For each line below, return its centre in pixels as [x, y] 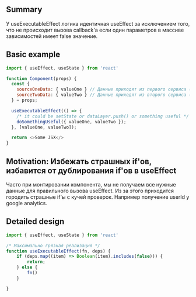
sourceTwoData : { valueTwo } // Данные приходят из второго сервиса [101, 95]
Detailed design [35, 222]
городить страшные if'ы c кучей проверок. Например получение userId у [98, 197]
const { [21, 84]
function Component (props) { [41, 78]
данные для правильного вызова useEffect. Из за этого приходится [90, 191]
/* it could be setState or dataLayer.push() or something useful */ [103, 116]
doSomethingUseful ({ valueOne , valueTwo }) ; [71, 122]
